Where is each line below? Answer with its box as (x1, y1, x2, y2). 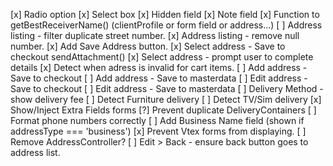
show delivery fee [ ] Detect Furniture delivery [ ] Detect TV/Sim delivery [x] (10, 94, 322, 105)
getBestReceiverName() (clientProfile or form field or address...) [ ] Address (10, 19, 323, 31)
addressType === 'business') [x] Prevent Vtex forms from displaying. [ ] (10, 125, 307, 137)
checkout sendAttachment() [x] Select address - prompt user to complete (10, 51, 314, 63)
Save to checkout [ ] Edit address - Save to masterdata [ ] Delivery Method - (10, 83, 324, 94)
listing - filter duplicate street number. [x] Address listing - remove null (10, 30, 300, 41)
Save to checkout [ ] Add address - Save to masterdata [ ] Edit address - (10, 72, 308, 84)
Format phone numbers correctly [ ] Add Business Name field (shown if (10, 115, 305, 126)
